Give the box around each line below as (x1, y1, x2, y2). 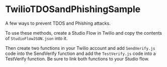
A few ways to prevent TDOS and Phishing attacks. (5, 20, 111, 26)
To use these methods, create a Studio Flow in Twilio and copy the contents (5, 30, 162, 36)
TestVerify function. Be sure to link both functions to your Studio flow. (5, 55, 149, 61)
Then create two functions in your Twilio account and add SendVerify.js (5, 45, 155, 51)
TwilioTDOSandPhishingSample (5, 4, 141, 15)
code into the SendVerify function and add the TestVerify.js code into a (5, 50, 156, 56)
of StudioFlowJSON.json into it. (5, 35, 68, 41)
